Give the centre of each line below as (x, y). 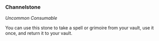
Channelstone (23, 7)
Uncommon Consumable (31, 18)
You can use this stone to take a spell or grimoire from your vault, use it (79, 28)
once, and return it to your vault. (39, 33)
